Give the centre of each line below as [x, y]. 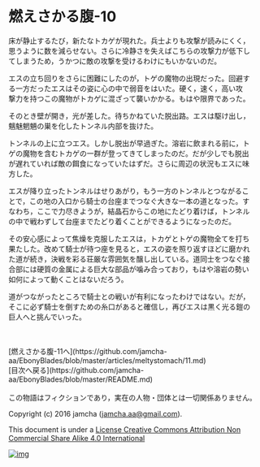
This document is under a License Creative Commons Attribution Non [125, 429]
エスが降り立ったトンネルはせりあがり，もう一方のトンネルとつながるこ [129, 191]
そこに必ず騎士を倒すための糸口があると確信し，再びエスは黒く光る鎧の [129, 306]
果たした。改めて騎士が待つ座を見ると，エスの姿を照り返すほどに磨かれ [129, 249]
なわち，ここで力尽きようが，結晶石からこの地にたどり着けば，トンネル [129, 211]
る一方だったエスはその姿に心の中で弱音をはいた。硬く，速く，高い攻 [126, 88]
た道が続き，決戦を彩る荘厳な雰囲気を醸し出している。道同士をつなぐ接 [129, 259]
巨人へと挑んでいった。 [48, 317]
